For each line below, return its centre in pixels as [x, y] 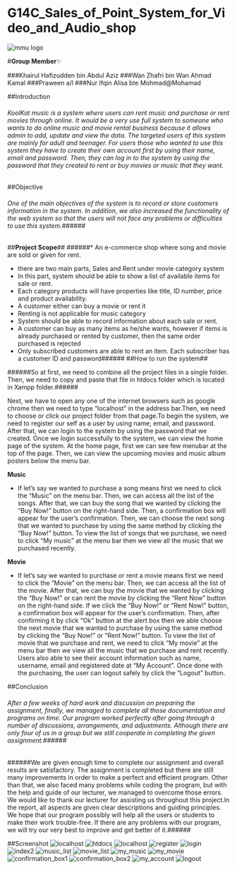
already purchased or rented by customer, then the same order [109, 336]
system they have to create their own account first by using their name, [111, 150]
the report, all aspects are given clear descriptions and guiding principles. [114, 807]
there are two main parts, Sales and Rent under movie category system [121, 269]
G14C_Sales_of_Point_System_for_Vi [116, 13]
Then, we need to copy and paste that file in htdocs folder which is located [116, 380]
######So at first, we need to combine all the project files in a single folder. [118, 373]
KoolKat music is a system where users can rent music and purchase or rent [119, 113]
